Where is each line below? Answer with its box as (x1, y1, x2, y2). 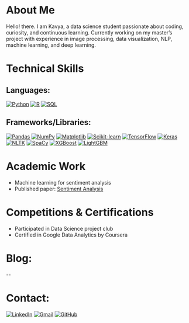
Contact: (6, 291, 50, 304)
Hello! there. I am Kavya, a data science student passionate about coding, (6, 23, 184, 30)
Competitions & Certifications (6, 206, 154, 219)
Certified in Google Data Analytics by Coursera (14, 231, 128, 238)
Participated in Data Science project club (14, 225, 114, 232)
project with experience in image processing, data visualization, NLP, (6, 35, 173, 42)
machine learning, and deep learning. (6, 41, 97, 48)
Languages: (6, 85, 51, 95)
